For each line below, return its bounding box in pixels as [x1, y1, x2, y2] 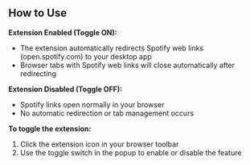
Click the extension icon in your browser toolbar [19, 139, 179, 149]
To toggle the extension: [8, 123, 92, 133]
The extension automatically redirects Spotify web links [19, 43, 204, 53]
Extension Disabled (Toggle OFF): [8, 84, 123, 94]
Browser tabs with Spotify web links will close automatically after [19, 60, 236, 70]
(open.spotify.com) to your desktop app [19, 51, 153, 61]
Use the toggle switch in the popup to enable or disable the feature [19, 147, 242, 157]
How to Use [8, 6, 68, 20]
